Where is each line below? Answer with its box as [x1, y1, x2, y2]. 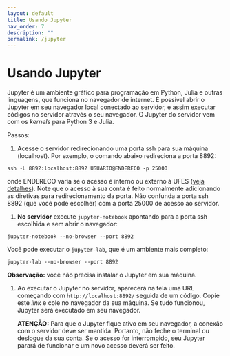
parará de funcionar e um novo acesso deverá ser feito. [17, 342, 176, 350]
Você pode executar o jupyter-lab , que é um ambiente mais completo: [7, 246, 209, 254]
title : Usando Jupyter [7, 17, 72, 23]
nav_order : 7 [7, 23, 45, 30]
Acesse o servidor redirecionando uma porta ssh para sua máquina [17, 144, 209, 152]
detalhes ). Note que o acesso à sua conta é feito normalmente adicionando [7, 184, 220, 193]
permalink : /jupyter [7, 36, 67, 43]
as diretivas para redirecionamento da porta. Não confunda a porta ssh [7, 192, 209, 200]
